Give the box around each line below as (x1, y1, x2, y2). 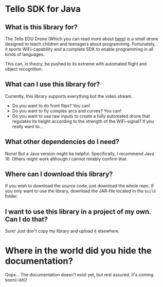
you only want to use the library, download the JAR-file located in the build (5, 188, 156, 194)
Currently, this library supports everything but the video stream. (5, 93, 133, 99)
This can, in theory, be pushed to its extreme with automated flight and (5, 61, 147, 66)
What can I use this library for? (5, 80, 100, 88)
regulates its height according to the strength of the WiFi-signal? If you (12, 118, 154, 124)
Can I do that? (5, 215, 48, 223)
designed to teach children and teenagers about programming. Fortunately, (5, 41, 156, 47)
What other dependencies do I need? (5, 138, 120, 146)
